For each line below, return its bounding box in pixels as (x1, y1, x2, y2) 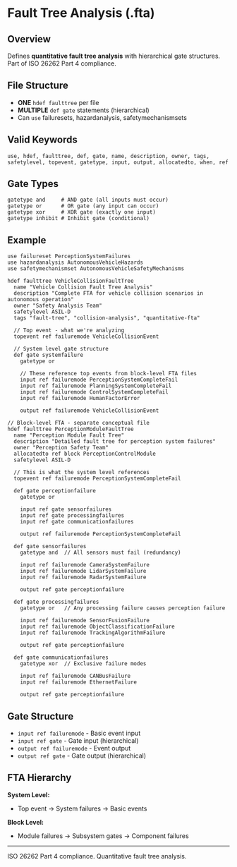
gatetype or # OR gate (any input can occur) (7, 202, 159, 210)
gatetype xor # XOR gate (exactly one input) (7, 209, 157, 216)
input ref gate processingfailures (20, 512, 125, 519)
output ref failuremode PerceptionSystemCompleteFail (20, 530, 181, 538)
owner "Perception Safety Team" (13, 444, 109, 451)
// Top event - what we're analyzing (13, 327, 125, 334)
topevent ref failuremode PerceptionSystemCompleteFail (13, 475, 181, 483)
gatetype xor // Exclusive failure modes (20, 660, 147, 667)
